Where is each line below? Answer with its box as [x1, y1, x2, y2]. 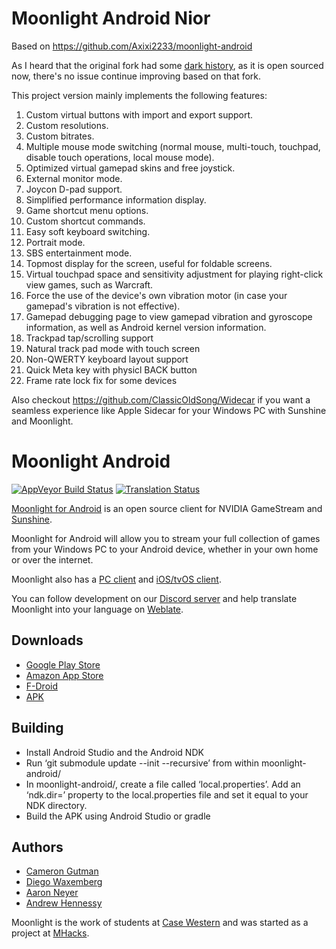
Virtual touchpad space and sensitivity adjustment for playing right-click [25, 268, 324, 280]
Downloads [11, 632, 84, 649]
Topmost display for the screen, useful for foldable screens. [25, 257, 273, 269]
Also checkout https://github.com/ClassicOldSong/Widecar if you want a [11, 393, 311, 406]
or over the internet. [11, 553, 94, 566]
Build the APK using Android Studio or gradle [25, 810, 211, 822]
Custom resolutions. [25, 119, 109, 131]
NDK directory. [25, 799, 88, 811]
